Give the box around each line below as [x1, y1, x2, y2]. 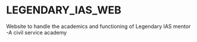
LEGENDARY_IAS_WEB [6, 3, 122, 17]
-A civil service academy [6, 29, 67, 36]
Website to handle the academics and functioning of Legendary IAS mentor [6, 23, 191, 30]
